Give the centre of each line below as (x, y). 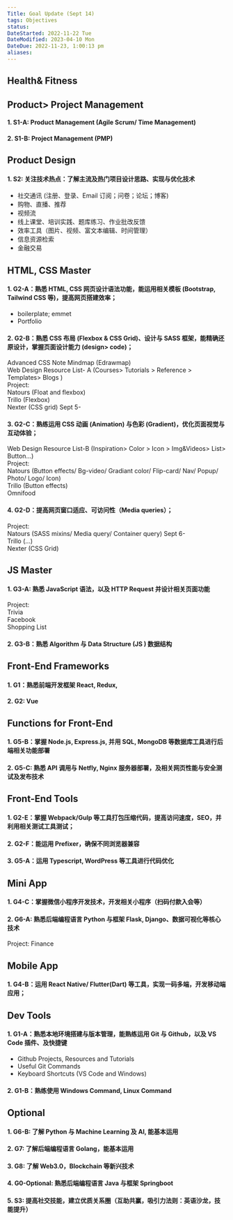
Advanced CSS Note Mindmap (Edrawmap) (69, 363)
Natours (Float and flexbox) (46, 392)
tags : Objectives (32, 20)
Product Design (42, 160)
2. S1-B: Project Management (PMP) (60, 138)
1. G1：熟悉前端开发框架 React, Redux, (63, 685)
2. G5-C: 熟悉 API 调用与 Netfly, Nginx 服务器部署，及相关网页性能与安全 (112, 768)
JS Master (30, 571)
